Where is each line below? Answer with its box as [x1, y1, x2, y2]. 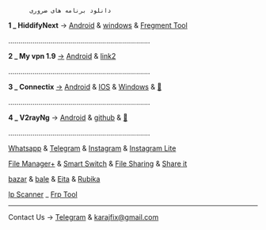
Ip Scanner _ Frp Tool [8, 190, 78, 199]
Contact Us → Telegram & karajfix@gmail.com [8, 213, 159, 221]
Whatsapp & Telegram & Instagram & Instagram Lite [8, 144, 177, 153]
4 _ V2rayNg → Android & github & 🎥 [8, 113, 128, 122]
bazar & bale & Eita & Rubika [8, 174, 101, 183]
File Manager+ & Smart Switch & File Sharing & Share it [8, 159, 188, 168]
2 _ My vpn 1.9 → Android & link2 [8, 52, 116, 60]
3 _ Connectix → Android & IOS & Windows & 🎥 [8, 82, 162, 91]
